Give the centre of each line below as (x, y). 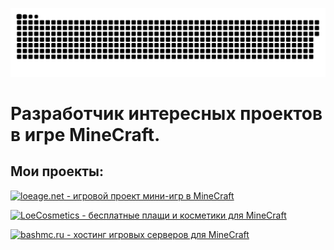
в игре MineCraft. (85, 134)
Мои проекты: (57, 171)
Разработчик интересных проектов (166, 113)
